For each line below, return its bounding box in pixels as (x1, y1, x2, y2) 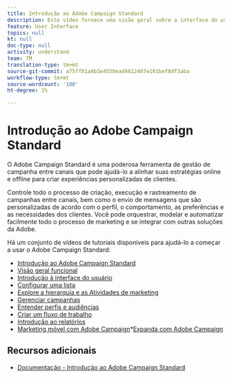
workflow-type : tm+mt (7, 74, 70, 81)
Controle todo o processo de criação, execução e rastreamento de (7, 188, 197, 197)
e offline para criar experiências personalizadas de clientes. (7, 175, 177, 183)
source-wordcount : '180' (7, 81, 79, 88)
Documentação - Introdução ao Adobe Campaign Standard (17, 363, 186, 371)
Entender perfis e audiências (17, 303, 99, 311)
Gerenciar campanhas (17, 296, 81, 304)
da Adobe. (7, 225, 37, 233)
